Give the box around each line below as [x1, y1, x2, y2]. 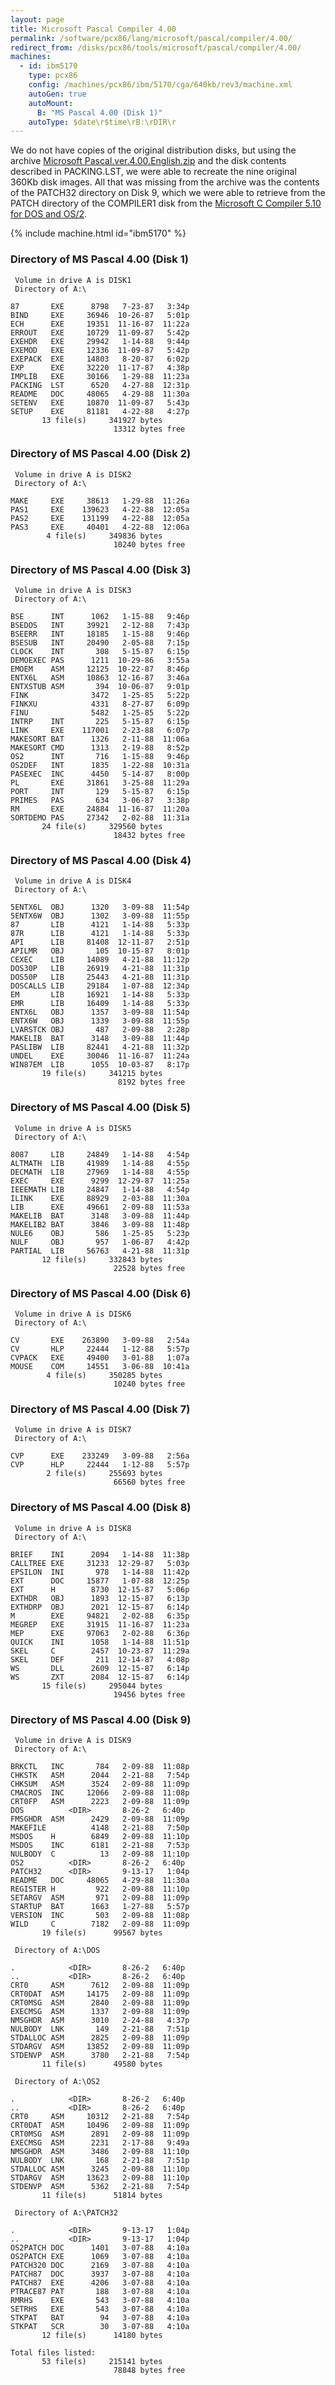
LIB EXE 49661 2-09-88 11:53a [10, 1202, 190, 1212]
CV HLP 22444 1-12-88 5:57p [10, 1344, 190, 1355]
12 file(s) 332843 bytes [41, 1254, 163, 1265]
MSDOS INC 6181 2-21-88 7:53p [10, 1840, 190, 1850]
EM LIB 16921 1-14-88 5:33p [10, 990, 190, 1000]
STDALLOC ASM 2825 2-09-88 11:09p [10, 2032, 190, 2043]
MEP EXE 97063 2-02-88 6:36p [10, 1628, 190, 1638]
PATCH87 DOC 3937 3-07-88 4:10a [10, 2269, 190, 2279]
